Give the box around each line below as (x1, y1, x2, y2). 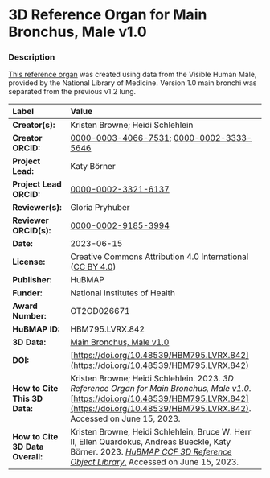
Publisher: (12, 274, 52, 286)
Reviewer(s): (12, 202, 62, 213)
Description (8, 52, 55, 63)
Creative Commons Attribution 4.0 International (70, 251, 249, 262)
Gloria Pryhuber (70, 202, 130, 213)
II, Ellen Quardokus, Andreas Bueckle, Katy (70, 436, 231, 447)
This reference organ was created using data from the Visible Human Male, (8, 70, 257, 80)
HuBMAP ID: (12, 323, 60, 335)
